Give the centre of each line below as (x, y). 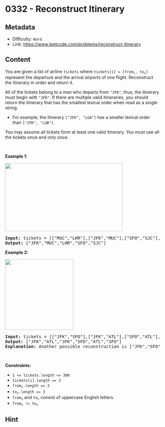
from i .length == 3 (31, 386)
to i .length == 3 (28, 392)
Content (18, 60)
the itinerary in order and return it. (39, 83)
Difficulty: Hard (27, 39)
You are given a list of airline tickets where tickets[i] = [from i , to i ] (77, 72)
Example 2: (17, 253)
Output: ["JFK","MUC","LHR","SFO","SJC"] (56, 243)
